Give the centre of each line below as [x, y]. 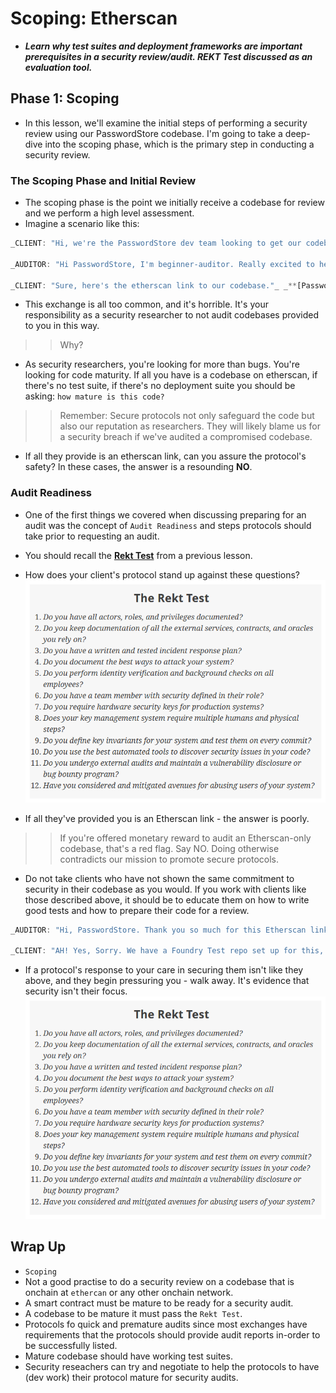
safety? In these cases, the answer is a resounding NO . [138, 467]
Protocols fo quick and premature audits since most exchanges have [166, 1324]
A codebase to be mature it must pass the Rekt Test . [133, 1313]
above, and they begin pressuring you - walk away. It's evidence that [167, 981]
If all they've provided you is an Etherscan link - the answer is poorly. [167, 818]
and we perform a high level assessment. [109, 213]
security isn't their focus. [76, 991]
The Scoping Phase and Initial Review [103, 180]
